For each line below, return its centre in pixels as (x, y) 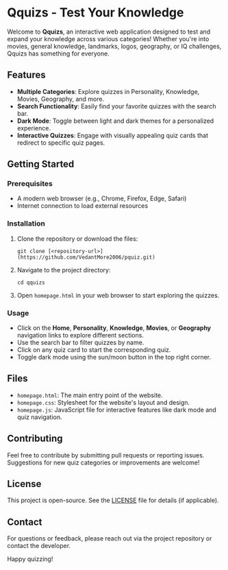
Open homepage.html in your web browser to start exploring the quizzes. (118, 295)
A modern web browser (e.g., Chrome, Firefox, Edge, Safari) (102, 199)
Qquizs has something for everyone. (58, 54)
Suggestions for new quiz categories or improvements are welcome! (103, 462)
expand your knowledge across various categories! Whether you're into (108, 38)
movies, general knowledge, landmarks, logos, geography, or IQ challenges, (114, 46)
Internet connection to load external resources (83, 206)
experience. (34, 128)
